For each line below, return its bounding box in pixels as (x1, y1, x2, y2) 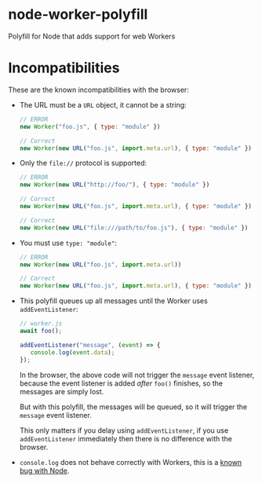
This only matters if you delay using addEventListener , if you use (19, 426, 229, 435)
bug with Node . (19, 466, 70, 475)
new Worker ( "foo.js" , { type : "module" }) (19, 123, 161, 130)
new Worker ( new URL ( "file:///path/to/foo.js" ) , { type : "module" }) (19, 224, 249, 232)
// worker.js (19, 320, 63, 327)
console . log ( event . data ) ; (30, 348, 115, 357)
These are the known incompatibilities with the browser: (8, 85, 190, 94)
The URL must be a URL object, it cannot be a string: (19, 100, 187, 109)
